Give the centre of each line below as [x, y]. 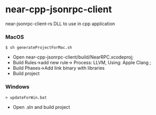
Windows [17, 87]
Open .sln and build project [41, 107]
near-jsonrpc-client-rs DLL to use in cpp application [60, 24]
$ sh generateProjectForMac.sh [39, 48]
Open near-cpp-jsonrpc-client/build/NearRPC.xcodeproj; [73, 57]
